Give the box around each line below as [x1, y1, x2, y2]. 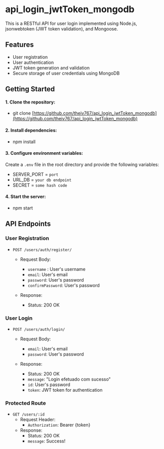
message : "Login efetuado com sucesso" [27, 376, 111, 382]
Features [5, 41, 34, 49]
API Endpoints [5, 220, 51, 228]
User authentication [12, 59, 54, 65]
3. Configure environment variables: [5, 150, 84, 156]
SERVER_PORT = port [12, 171, 59, 177]
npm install [12, 139, 36, 145]
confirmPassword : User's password [27, 282, 100, 288]
